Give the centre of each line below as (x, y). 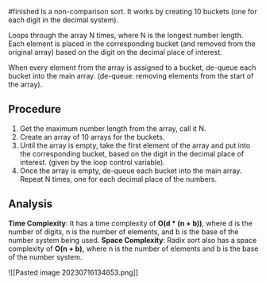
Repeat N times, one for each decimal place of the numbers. (118, 179)
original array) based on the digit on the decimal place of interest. (115, 52)
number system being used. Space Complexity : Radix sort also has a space (133, 240)
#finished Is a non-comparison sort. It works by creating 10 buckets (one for (133, 12)
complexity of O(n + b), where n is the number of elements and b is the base (133, 248)
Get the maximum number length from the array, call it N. (113, 128)
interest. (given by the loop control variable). (92, 162)
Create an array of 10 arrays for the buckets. (92, 137)
